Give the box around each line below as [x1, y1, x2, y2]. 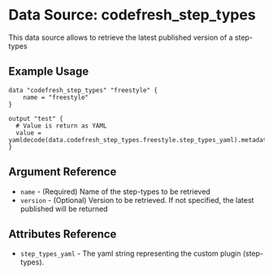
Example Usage [8, 65, 89, 79]
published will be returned [19, 204, 108, 213]
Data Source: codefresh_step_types [8, 6, 256, 24]
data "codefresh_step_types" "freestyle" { [8, 86, 158, 94]
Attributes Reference [8, 227, 117, 241]
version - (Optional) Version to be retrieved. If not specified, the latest [19, 195, 254, 204]
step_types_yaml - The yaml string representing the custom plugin [19, 249, 241, 259]
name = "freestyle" [23, 93, 89, 101]
